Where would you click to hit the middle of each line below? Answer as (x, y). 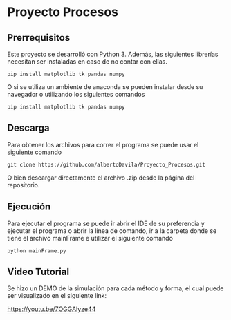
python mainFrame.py (37, 251)
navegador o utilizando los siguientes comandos (76, 94)
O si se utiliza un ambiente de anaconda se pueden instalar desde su (105, 87)
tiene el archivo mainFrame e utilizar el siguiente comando (90, 238)
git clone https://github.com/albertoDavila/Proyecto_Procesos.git (107, 164)
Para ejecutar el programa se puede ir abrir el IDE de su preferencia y (106, 223)
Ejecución (29, 207)
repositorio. (24, 185)
